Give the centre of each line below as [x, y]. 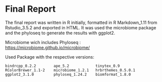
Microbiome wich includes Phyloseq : [43, 42]
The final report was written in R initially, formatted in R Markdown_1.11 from [81, 22]
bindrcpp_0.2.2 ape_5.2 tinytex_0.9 [63, 66]
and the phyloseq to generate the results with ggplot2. [60, 33]
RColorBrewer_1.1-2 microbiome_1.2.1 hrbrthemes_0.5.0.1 [70, 70]
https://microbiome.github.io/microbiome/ [48, 47]
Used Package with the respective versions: [50, 57]
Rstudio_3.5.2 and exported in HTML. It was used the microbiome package [81, 27]
